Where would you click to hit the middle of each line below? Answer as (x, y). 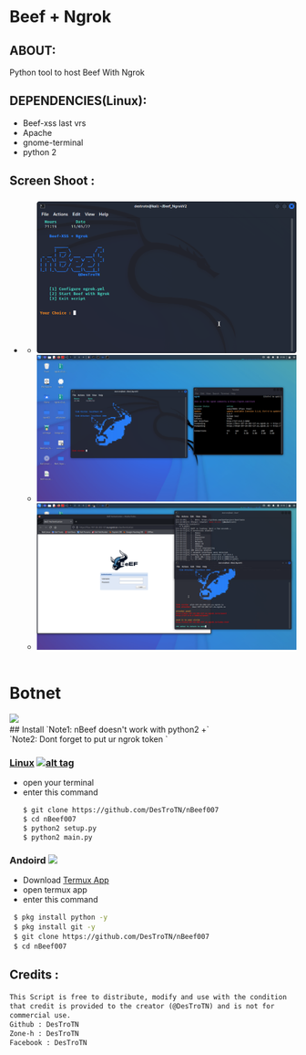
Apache (37, 132)
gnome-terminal (53, 142)
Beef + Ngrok (61, 17)
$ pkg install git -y (54, 927)
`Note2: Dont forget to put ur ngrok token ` (89, 739)
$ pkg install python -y (60, 918)
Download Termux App (66, 880)
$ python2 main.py (57, 837)
